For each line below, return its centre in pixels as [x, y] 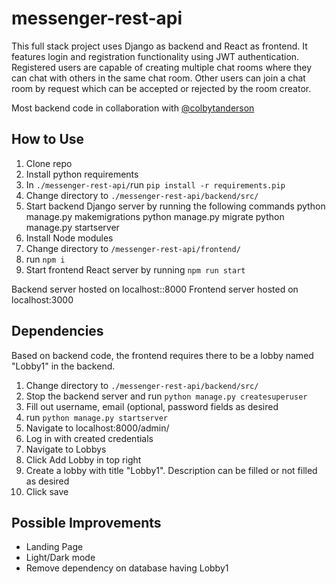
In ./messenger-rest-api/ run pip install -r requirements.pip [155, 184]
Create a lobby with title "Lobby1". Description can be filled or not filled [171, 470]
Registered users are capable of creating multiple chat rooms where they [162, 67]
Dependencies [57, 331]
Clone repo [49, 163]
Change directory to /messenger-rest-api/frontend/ [133, 248]
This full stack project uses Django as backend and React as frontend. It [159, 46]
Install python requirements [82, 174]
